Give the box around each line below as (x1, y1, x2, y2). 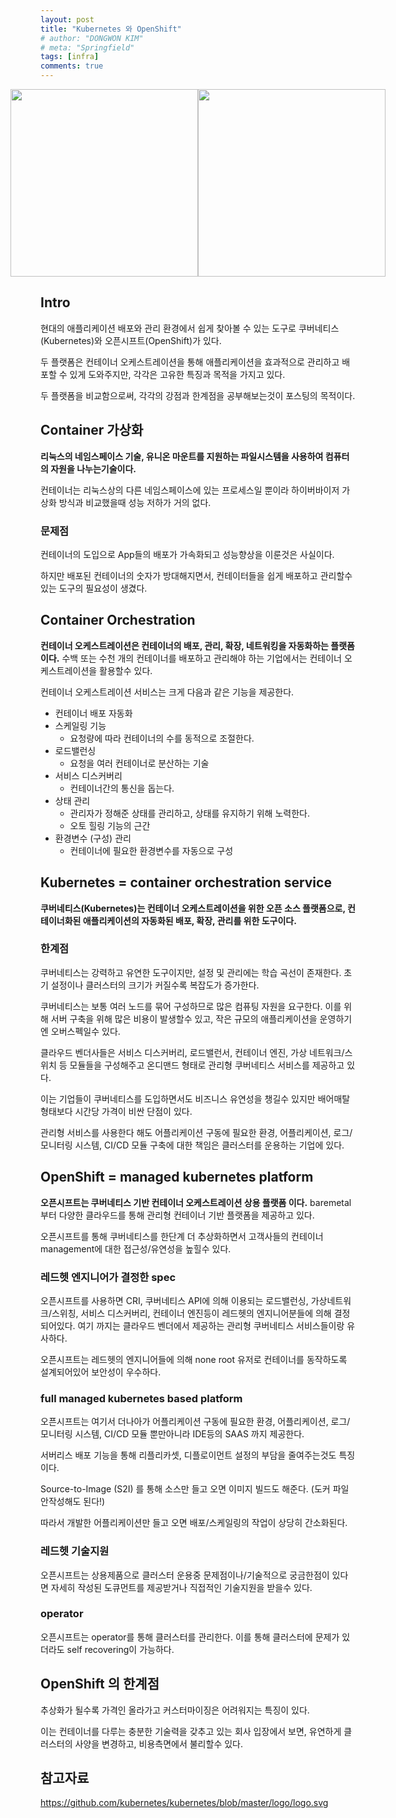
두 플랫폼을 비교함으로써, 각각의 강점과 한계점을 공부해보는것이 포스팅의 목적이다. (40, 389, 356, 401)
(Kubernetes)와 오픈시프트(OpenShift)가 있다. (40, 334, 222, 346)
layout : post (40, 14, 95, 25)
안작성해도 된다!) (40, 1496, 106, 1508)
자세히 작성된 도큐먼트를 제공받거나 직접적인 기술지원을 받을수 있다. (50, 1581, 313, 1593)
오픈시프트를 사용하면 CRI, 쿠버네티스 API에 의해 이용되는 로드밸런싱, (40, 1294, 309, 1306)
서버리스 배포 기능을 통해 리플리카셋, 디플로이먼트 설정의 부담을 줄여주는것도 (40, 1449, 337, 1461)
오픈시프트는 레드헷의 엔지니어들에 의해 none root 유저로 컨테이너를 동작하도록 (40, 1353, 348, 1365)
